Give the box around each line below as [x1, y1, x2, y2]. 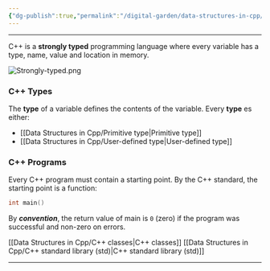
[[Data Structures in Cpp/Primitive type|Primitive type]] [19, 128, 202, 138]
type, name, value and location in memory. [8, 50, 149, 60]
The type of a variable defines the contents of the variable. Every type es [8, 104, 252, 113]
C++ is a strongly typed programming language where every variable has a [8, 41, 260, 51]
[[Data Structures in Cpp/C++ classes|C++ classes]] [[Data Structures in [8, 238, 249, 248]
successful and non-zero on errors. [8, 222, 126, 232]
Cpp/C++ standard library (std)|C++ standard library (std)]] [8, 246, 205, 256]
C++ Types [8, 85, 53, 96]
